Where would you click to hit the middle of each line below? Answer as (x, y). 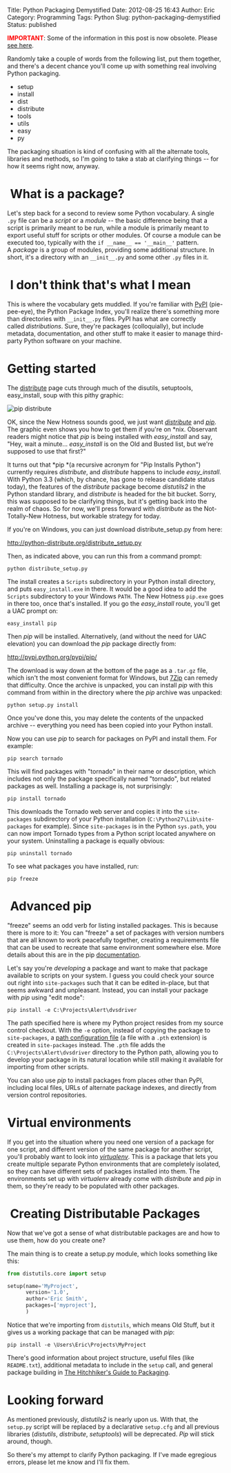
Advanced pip (51, 906)
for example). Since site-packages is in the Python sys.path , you (125, 826)
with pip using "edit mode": (46, 997)
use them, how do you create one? (56, 1240)
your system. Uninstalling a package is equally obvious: (86, 841)
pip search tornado (35, 759)
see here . (21, 45)
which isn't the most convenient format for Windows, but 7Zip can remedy (113, 677)
